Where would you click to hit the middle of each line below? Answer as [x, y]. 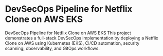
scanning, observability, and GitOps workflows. [52, 48]
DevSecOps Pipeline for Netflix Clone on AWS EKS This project [68, 33]
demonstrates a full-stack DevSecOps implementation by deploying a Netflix [82, 38]
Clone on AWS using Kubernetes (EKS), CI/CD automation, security [72, 43]
